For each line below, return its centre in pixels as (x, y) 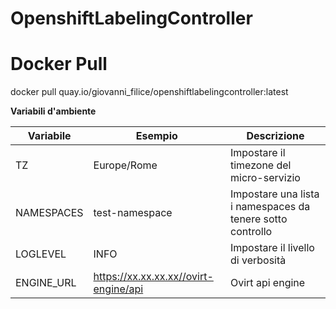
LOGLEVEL (41, 254)
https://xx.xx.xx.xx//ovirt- (153, 277)
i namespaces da (270, 207)
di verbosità (258, 260)
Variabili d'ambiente (53, 111)
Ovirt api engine (267, 283)
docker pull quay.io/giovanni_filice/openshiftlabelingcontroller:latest (149, 92)
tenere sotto (258, 219)
